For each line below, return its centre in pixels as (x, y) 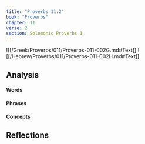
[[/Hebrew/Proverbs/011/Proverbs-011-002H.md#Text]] (73, 56)
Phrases (16, 103)
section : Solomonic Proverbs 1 (44, 34)
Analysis (23, 75)
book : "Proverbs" (27, 17)
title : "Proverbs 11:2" (35, 11)
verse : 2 (17, 28)
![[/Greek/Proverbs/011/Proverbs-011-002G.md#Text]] (71, 50)
